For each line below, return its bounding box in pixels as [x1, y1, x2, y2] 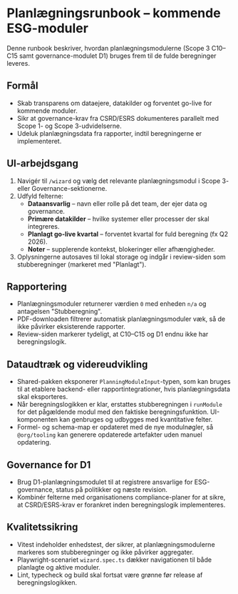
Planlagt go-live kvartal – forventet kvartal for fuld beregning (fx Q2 [27, 229, 229, 238]
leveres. [6, 59, 30, 67]
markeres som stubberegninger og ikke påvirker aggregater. [16, 548, 194, 556]
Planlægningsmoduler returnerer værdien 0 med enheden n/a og [16, 300, 207, 308]
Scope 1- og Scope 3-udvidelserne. [16, 122, 122, 130]
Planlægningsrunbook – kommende [6, 5, 222, 21]
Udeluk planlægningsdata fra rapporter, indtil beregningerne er [16, 129, 202, 137]
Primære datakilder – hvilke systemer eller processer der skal [27, 214, 209, 223]
